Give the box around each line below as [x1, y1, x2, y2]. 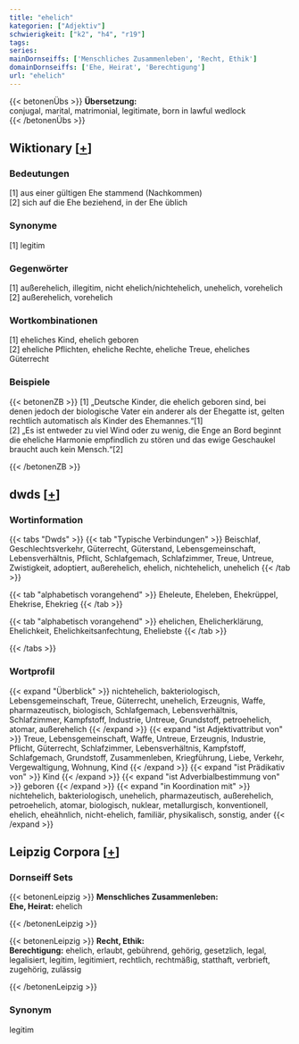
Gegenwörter [9, 262, 69, 274]
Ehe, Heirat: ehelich [9, 901, 83, 912]
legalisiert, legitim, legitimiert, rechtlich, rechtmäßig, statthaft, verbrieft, [9, 955, 270, 965]
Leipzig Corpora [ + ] [9, 845, 120, 859]
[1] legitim [9, 240, 46, 250]
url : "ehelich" [9, 72, 66, 80]
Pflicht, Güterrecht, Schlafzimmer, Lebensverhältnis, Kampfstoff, [9, 743, 246, 754]
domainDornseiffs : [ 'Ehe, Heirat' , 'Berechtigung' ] [9, 63, 205, 72]
